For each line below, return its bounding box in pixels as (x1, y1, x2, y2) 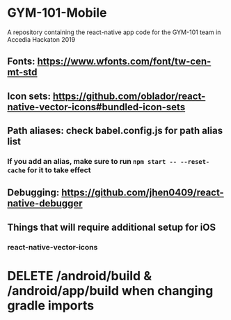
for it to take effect (26, 165, 91, 175)
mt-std (7, 66, 38, 78)
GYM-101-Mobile (7, 5, 107, 21)
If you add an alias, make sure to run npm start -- (7, 157, 177, 167)
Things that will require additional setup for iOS (7, 221, 216, 233)
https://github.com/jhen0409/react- (61, 187, 224, 199)
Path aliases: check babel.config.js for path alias (7, 125, 223, 137)
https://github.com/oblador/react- (52, 90, 206, 102)
